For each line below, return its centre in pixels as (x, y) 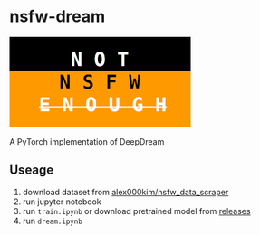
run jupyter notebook (62, 202)
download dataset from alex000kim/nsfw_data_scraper (125, 192)
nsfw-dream (58, 17)
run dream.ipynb (53, 221)
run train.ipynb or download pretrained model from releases (136, 211)
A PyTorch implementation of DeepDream (87, 141)
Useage (32, 170)
